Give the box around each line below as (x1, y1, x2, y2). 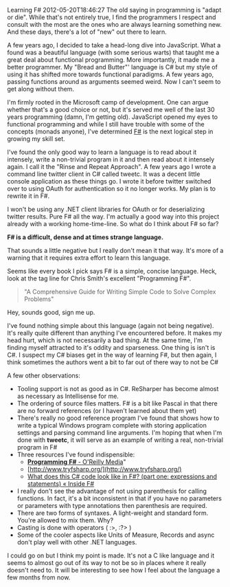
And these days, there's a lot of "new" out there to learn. (7, 27, 167, 36)
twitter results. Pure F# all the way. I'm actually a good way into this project (7, 212, 220, 221)
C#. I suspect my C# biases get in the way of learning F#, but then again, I (7, 351, 217, 359)
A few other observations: (7, 371, 81, 379)
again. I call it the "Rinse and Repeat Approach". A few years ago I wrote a (7, 163, 216, 170)
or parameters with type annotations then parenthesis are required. (16, 502, 207, 509)
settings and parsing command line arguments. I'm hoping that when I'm (16, 429, 222, 436)
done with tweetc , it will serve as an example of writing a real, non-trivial (16, 436, 224, 444)
